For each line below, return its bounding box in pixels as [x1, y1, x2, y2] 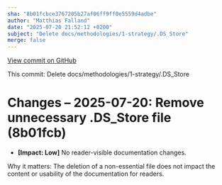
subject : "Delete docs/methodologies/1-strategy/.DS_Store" [7, 30, 189, 38]
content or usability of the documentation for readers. [7, 169, 165, 178]
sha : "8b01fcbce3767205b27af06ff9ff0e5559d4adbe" [7, 10, 157, 18]
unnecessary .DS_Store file [7, 110, 172, 126]
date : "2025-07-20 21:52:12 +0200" [7, 23, 113, 30]
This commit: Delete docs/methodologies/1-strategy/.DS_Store [7, 70, 190, 79]
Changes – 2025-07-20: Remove [7, 95, 204, 111]
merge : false [7, 37, 46, 44]
